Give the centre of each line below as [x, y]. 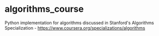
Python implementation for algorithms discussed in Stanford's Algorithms [79, 23]
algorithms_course [44, 9]
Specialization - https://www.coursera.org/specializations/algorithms [75, 28]
